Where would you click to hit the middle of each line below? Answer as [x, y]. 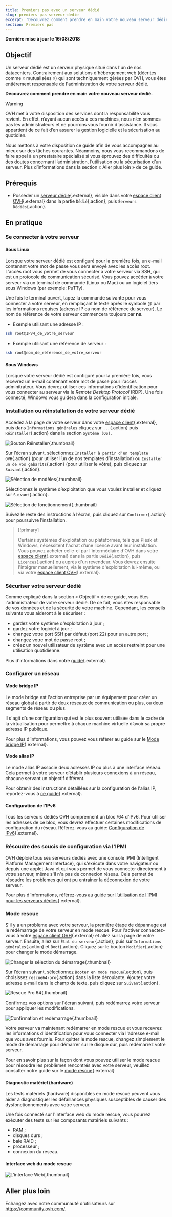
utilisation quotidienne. [37, 650]
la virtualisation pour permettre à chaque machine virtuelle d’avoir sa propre [85, 724]
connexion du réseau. [36, 1152]
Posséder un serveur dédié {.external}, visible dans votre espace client [87, 195]
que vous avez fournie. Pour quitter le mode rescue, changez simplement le [85, 1039]
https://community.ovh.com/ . [36, 1209]
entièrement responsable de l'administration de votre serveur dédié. [77, 84]
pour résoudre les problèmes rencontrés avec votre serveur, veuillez [77, 1065]
